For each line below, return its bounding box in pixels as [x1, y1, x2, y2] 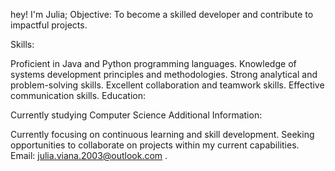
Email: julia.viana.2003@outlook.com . [10, 150, 168, 161]
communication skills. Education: [10, 90, 146, 101]
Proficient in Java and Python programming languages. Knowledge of [10, 58, 297, 69]
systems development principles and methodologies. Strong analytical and [10, 69, 318, 80]
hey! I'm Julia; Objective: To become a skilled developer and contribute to [10, 9, 314, 20]
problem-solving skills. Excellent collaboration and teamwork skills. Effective [10, 79, 325, 91]
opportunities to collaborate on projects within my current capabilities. [10, 139, 300, 151]
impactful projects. [10, 19, 88, 31]
